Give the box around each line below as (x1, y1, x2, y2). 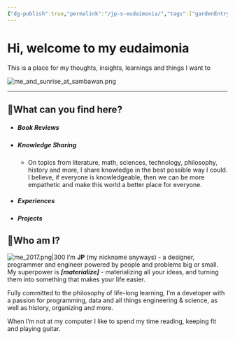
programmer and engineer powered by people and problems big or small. (7, 260, 219, 269)
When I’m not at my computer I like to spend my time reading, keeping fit (7, 317, 217, 325)
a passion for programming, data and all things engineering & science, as (7, 296, 218, 304)
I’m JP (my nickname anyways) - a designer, (66, 253, 195, 262)
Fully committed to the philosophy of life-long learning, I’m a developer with (7, 289, 225, 297)
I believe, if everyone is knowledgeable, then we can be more (27, 173, 205, 182)
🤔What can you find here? (7, 103, 122, 115)
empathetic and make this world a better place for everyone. (27, 181, 203, 189)
